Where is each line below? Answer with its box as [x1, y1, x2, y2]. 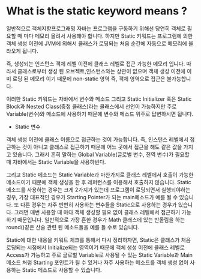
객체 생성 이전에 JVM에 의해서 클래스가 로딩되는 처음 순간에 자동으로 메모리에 [6, 40, 187, 47]
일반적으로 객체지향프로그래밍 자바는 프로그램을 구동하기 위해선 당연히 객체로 [6, 25, 186, 32]
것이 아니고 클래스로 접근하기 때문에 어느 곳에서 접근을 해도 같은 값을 [22, 143, 182, 151]
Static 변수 [14, 123, 41, 130]
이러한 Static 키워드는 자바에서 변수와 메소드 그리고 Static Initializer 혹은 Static [6, 95, 192, 103]
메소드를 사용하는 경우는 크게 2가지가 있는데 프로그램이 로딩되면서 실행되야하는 [6, 186, 191, 193]
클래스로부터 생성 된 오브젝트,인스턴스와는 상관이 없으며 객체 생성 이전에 [17, 67, 186, 74]
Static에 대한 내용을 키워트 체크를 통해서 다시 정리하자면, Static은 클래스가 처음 [6, 236, 191, 244]
